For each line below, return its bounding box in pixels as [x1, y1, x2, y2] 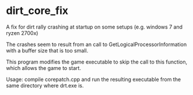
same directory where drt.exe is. [6, 82, 84, 89]
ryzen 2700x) [6, 29, 38, 36]
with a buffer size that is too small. [6, 47, 89, 54]
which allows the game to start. [6, 64, 82, 71]
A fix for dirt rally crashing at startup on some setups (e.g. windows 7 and [6, 23, 183, 30]
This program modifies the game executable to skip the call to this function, [6, 58, 188, 65]
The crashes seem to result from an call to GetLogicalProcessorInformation [6, 41, 187, 48]
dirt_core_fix [6, 4, 69, 17]
